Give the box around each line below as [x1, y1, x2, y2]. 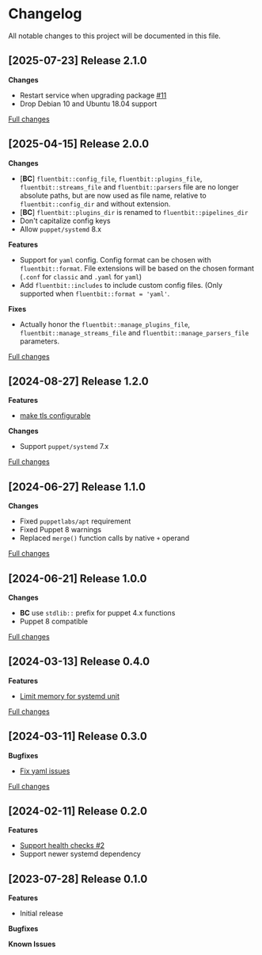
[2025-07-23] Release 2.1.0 [8, 54, 148, 67]
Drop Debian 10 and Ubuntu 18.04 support [19, 98, 158, 108]
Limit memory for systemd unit [19, 691, 120, 700]
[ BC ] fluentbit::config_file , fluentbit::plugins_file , [19, 174, 203, 183]
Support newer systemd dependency [19, 850, 141, 859]
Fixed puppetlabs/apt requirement [19, 516, 131, 526]
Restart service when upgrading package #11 [19, 90, 167, 100]
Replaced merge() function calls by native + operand [19, 533, 190, 543]
